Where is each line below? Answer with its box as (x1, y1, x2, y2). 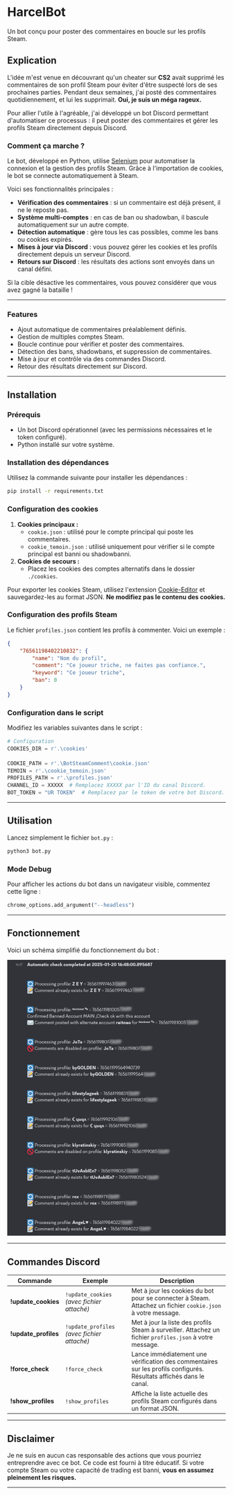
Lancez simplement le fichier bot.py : (7, 833, 114, 842)
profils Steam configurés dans (131, 1396, 217, 1405)
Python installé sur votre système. (17, 441, 115, 449)
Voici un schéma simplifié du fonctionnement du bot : (7, 946, 159, 954)
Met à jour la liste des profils (131, 1318, 212, 1327)
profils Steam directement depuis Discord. (7, 123, 128, 132)
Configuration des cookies (7, 505, 98, 514)
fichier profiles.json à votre (131, 1333, 214, 1341)
